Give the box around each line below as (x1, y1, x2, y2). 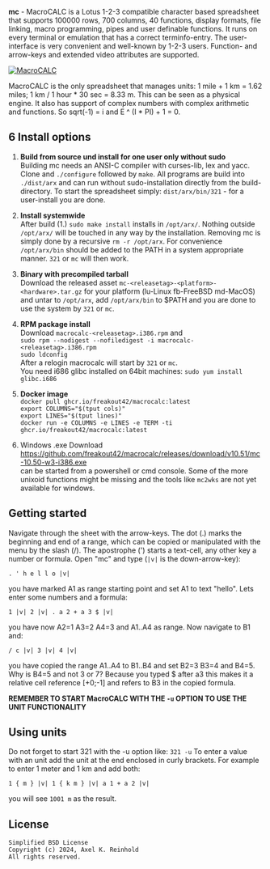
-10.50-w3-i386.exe (19, 457, 87, 467)
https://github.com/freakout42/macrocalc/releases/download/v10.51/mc (19, 448, 260, 458)
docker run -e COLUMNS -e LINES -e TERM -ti (19, 418, 173, 427)
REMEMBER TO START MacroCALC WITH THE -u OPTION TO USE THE (8, 693, 247, 703)
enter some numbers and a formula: (8, 592, 128, 602)
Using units (8, 726, 67, 740)
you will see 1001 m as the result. (8, 794, 117, 803)
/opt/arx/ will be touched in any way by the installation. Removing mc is (19, 227, 261, 237)
